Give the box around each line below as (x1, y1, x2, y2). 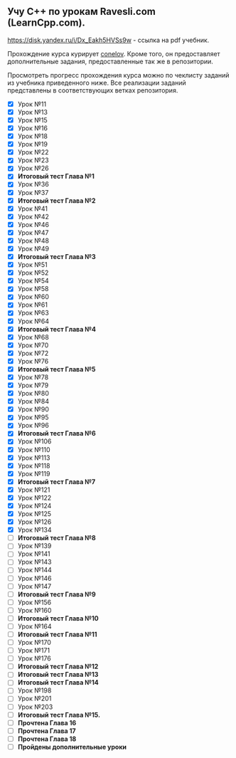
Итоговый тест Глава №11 (17, 630, 97, 638)
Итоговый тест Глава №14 (17, 678, 100, 687)
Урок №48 (17, 236, 50, 245)
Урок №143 (17, 558, 52, 567)
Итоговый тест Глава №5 (17, 364, 96, 373)
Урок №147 (17, 581, 52, 590)
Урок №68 (17, 332, 50, 341)
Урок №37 (17, 188, 49, 196)
